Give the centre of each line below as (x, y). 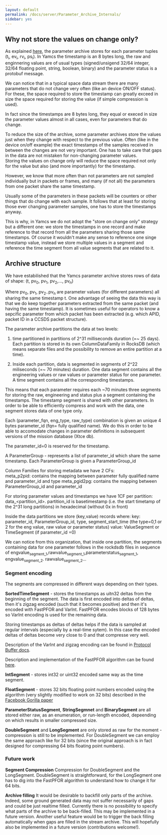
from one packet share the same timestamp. (50, 186)
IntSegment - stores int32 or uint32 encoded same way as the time (74, 675)
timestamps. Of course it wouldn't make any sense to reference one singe (81, 237)
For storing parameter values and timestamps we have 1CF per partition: (79, 496)
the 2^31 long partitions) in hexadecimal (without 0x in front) (67, 507)
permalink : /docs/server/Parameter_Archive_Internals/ (63, 14)
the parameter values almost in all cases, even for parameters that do (76, 119)
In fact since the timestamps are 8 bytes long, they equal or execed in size (81, 114)
